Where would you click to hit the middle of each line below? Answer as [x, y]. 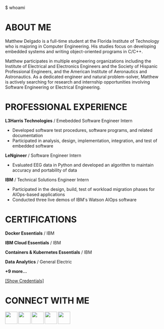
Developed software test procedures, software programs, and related [82, 130]
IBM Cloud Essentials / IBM [33, 242]
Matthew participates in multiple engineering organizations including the [78, 61]
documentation [27, 135]
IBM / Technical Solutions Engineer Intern [47, 179]
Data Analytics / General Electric [39, 262]
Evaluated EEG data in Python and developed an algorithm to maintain [83, 165]
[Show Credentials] [25, 281]
